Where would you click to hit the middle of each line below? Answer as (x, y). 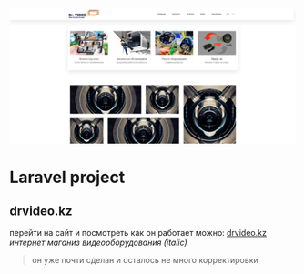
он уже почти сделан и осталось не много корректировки (145, 260)
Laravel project (67, 178)
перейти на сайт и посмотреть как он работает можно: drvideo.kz (138, 233)
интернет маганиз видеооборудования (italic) (99, 243)
